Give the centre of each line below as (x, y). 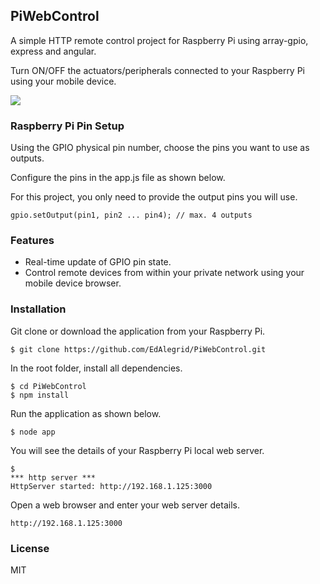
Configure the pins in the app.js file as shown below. (118, 178)
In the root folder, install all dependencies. (96, 368)
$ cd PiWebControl (48, 386)
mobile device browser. (73, 283)
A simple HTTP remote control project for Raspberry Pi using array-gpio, (159, 40)
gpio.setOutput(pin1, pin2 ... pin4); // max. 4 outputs (131, 215)
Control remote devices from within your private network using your (164, 273)
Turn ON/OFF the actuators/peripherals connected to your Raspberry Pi (158, 70)
